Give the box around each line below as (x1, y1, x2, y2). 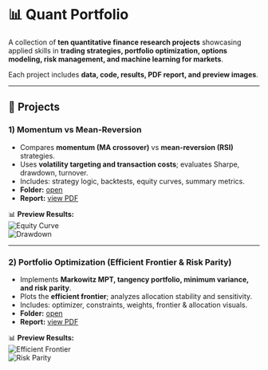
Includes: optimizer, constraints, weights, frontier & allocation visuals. (19, 300, 248, 309)
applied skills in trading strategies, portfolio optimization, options (8, 45, 227, 55)
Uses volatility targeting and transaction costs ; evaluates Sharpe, (19, 159, 240, 169)
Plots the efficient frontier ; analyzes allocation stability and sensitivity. (19, 291, 253, 301)
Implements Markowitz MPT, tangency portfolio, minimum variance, (19, 274, 250, 284)
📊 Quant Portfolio (8, 6, 129, 24)
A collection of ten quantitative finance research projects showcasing (8, 37, 242, 47)
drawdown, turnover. (19, 167, 89, 177)
